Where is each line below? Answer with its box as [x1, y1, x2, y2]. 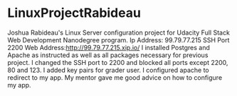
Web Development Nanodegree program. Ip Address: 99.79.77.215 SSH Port [7, 35, 230, 44]
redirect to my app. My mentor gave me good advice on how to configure [7, 73, 223, 82]
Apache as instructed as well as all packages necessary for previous [7, 51, 209, 59]
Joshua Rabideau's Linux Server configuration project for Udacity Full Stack [7, 28, 230, 37]
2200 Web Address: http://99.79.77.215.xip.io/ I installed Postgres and [7, 43, 210, 52]
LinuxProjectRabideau [7, 5, 141, 21]
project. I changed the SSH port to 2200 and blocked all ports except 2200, [7, 58, 228, 66]
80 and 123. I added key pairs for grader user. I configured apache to [7, 66, 209, 74]
